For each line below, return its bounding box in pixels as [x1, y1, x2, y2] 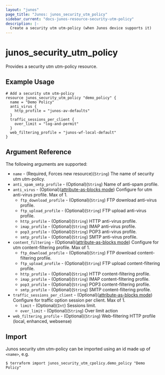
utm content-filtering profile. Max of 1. [12, 244, 90, 250]
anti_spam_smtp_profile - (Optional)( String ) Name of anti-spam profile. [12, 181, 159, 187]
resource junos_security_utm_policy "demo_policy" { [5, 95, 117, 100]
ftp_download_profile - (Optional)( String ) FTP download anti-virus [20, 197, 157, 203]
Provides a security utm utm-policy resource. [5, 63, 98, 69]
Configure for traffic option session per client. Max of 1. [12, 297, 125, 303]
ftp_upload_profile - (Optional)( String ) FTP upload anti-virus [20, 207, 147, 213]
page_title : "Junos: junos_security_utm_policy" [5, 12, 108, 17]
